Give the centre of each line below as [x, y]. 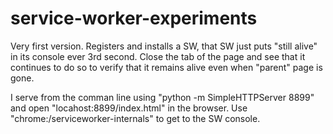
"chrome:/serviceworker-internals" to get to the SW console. [135, 118]
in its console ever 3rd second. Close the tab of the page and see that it [158, 56]
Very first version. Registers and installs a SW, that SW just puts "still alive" [164, 46]
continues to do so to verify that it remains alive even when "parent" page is [166, 67]
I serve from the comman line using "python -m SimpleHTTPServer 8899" [162, 97]
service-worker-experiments [134, 18]
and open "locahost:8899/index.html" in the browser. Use [129, 108]
